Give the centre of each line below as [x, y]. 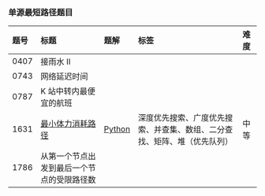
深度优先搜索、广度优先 [181, 118]
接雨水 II [56, 62]
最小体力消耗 [64, 124]
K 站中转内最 [64, 91]
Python [117, 129]
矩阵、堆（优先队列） [193, 142]
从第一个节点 [64, 157]
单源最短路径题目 [41, 12]
